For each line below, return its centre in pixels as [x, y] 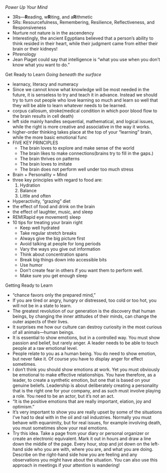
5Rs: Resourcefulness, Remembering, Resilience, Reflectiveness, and [83, 22]
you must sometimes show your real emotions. [60, 428]
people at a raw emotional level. [45, 348]
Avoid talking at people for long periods [60, 244]
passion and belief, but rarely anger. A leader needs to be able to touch [85, 343]
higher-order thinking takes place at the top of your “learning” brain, [82, 132]
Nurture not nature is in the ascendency [53, 33]
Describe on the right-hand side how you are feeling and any [75, 454]
